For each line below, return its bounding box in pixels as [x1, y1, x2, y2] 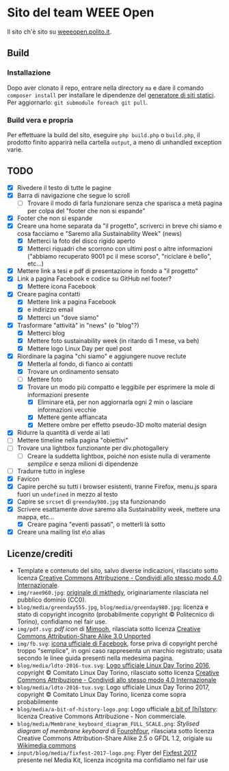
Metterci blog [27, 329, 65, 337]
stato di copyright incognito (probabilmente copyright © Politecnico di [16, 610, 215, 618]
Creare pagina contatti [16, 290, 81, 298]
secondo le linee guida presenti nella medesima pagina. [16, 654, 174, 662]
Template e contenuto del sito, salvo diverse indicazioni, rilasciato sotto [16, 566, 219, 574]
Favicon [16, 475, 40, 483]
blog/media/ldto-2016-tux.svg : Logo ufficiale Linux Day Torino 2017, [16, 683, 210, 691]
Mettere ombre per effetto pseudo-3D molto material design [37, 420, 207, 429]
